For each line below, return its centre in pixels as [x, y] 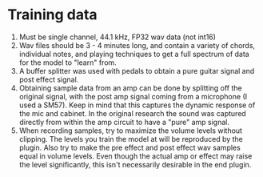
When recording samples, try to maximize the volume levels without [131, 131]
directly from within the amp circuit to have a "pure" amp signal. [124, 122]
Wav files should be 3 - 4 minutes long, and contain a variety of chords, [137, 45]
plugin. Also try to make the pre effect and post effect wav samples [130, 147]
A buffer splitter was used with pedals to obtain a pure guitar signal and [137, 70]
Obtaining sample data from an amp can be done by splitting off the [130, 88]
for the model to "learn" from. [68, 62]
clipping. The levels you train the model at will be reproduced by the [131, 139]
